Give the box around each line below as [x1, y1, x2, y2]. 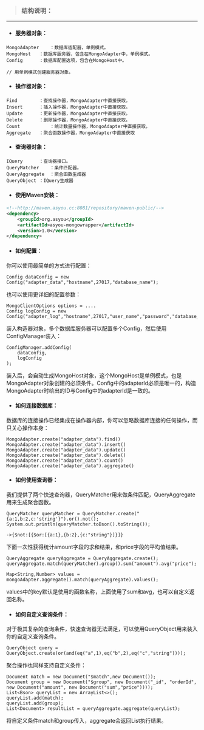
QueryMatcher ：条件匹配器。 [6, 164, 82, 171]
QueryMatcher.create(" [82, 510, 140, 516]
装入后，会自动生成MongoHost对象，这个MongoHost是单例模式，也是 [6, 371, 182, 379]
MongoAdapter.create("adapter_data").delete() [6, 452, 126, 458]
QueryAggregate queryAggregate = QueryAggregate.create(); [6, 555, 159, 561]
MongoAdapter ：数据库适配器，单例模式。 [6, 44, 109, 50]
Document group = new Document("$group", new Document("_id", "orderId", [6, 679, 197, 685]
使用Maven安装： [15, 191, 59, 198]
